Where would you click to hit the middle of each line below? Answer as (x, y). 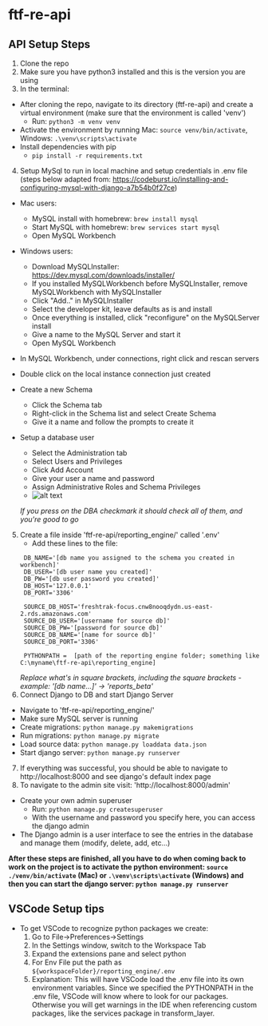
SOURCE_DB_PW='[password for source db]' (93, 628)
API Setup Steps (49, 44)
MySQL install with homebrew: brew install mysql (115, 219)
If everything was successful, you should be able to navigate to (124, 768)
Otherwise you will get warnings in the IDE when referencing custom (144, 1004)
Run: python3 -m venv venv (76, 121)
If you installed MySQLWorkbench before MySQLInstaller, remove (140, 284)
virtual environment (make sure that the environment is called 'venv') (133, 113)
